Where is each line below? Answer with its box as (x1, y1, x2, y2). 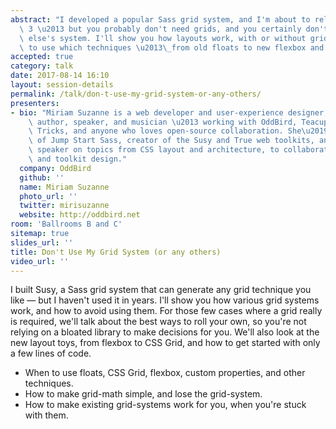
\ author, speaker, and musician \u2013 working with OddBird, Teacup (28, 117, 329, 127)
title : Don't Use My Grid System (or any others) (10, 247, 222, 257)
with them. (24, 409, 69, 421)
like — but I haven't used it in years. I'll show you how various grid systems (10, 294, 320, 306)
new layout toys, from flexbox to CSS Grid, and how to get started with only (10, 337, 321, 349)
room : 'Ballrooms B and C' (10, 219, 123, 230)
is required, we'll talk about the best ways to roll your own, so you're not (10, 316, 307, 328)
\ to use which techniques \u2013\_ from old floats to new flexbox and (19, 42, 325, 53)
